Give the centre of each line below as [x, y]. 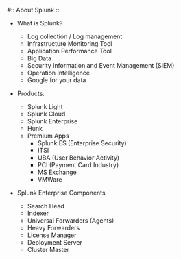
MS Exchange [57, 172]
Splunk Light [45, 107]
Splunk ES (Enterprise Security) [82, 143]
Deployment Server [55, 242]
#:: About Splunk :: [33, 10]
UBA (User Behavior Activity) [79, 158]
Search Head [46, 206]
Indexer [38, 213]
